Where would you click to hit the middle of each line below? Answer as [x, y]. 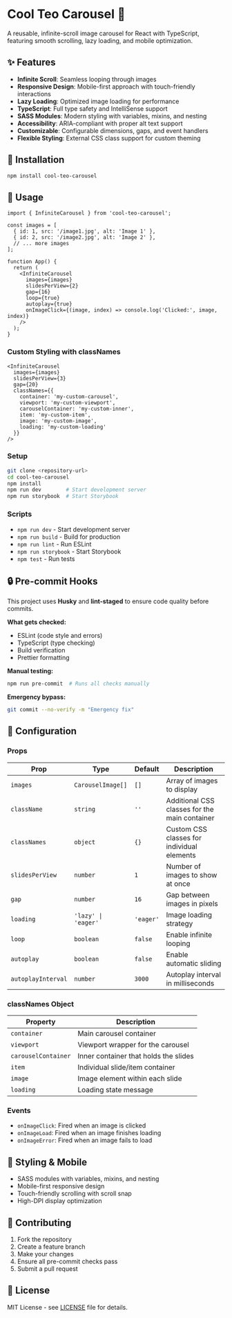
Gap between [188, 895]
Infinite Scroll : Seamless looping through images [87, 79]
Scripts [20, 514]
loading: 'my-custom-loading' [63, 427]
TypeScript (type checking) [56, 643]
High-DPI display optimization [59, 1201]
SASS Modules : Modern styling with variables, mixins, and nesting [112, 116]
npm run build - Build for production [69, 537]
